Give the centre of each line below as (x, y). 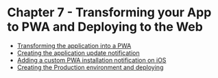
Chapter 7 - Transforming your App (109, 13)
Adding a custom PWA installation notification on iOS (92, 60)
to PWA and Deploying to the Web (105, 27)
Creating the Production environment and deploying (90, 67)
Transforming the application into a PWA (74, 45)
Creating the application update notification (78, 53)
